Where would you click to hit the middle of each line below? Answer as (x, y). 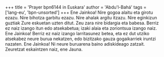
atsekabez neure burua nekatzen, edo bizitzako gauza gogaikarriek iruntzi (81, 39)
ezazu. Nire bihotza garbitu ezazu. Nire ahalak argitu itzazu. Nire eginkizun (81, 18)
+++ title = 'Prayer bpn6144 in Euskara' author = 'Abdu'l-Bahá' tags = (76, 7)
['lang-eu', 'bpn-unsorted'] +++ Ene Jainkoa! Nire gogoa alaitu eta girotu (79, 12)
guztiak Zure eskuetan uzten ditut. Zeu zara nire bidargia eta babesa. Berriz (82, 23)
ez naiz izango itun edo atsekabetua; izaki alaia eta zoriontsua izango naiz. (81, 28)
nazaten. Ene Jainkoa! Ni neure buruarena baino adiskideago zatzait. (75, 44)
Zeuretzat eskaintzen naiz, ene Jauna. (44, 49)
